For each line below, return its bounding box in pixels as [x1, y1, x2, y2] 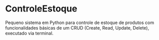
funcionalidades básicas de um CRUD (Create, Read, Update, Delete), [5, 24, 149, 30]
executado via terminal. [5, 30, 54, 36]
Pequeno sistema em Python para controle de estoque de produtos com [5, 19, 154, 25]
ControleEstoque [5, 3, 78, 14]
